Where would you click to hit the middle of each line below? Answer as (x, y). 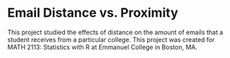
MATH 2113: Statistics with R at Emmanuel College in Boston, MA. (103, 47)
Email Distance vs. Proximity (93, 13)
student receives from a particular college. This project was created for (111, 39)
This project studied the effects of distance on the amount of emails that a (115, 32)
